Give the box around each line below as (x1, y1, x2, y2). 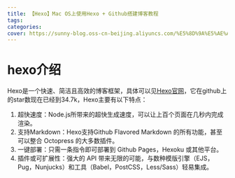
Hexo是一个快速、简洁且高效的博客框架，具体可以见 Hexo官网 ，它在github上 (7, 87, 227, 95)
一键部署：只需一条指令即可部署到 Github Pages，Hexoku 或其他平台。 (17, 145, 223, 154)
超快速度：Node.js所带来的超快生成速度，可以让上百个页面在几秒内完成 (17, 110, 224, 119)
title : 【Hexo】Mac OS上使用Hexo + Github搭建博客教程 (7, 10, 159, 18)
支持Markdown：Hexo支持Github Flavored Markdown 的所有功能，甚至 (17, 128, 222, 137)
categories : (7, 23, 42, 30)
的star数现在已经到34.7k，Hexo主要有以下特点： (7, 95, 148, 104)
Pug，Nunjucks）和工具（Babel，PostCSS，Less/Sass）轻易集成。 (17, 163, 213, 172)
